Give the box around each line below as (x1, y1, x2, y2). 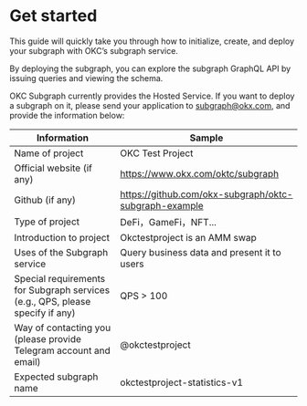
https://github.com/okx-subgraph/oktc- (120, 188, 293, 201)
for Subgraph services (14, 284, 111, 297)
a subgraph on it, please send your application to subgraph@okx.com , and (9, 99, 291, 110)
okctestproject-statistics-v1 (120, 376, 244, 389)
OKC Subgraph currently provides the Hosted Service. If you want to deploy (9, 90, 295, 101)
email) (14, 355, 41, 368)
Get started (9, 5, 98, 26)
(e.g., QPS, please (14, 295, 91, 307)
